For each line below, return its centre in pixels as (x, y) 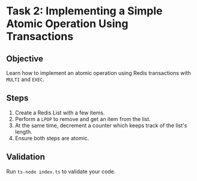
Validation (26, 157)
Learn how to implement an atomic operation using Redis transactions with (98, 73)
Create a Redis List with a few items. (60, 113)
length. (24, 132)
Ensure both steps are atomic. (52, 138)
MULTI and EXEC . (26, 79)
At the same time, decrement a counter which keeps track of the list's (101, 125)
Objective (25, 58)
